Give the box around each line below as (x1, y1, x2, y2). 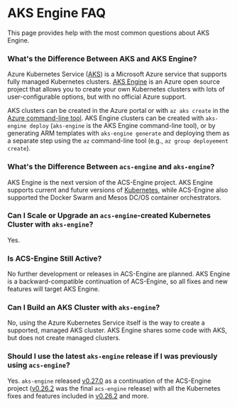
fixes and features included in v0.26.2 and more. (7, 391, 149, 400)
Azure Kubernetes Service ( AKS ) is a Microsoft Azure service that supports (7, 70, 227, 79)
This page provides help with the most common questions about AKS (7, 28, 210, 37)
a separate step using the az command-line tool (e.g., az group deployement (7, 136, 228, 145)
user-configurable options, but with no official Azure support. (7, 92, 187, 101)
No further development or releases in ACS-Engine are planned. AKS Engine (7, 270, 231, 278)
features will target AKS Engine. (7, 285, 100, 293)
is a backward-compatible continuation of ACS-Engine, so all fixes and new (7, 277, 228, 286)
